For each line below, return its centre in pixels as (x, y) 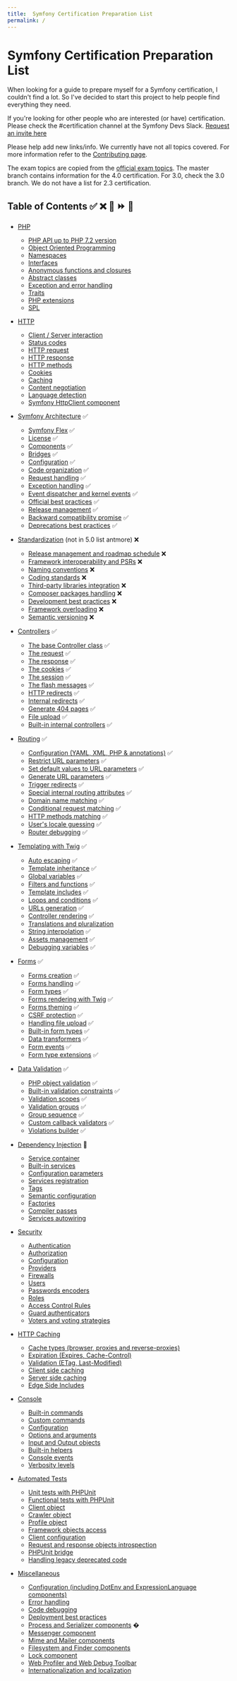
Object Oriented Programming (72, 248)
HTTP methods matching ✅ (68, 817)
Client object (47, 1508)
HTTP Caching (39, 1334)
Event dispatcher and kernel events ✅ (83, 494)
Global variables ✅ (55, 876)
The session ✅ (49, 677)
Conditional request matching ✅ (74, 809)
